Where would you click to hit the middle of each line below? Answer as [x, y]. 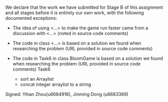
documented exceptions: [31, 18]
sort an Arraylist [37, 79]
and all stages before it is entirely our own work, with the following [75, 13]
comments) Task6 [31, 69]
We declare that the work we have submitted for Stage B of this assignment [84, 7]
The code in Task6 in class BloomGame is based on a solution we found [88, 58]
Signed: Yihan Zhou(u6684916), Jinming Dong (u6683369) [67, 94]
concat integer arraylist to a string [56, 84]
